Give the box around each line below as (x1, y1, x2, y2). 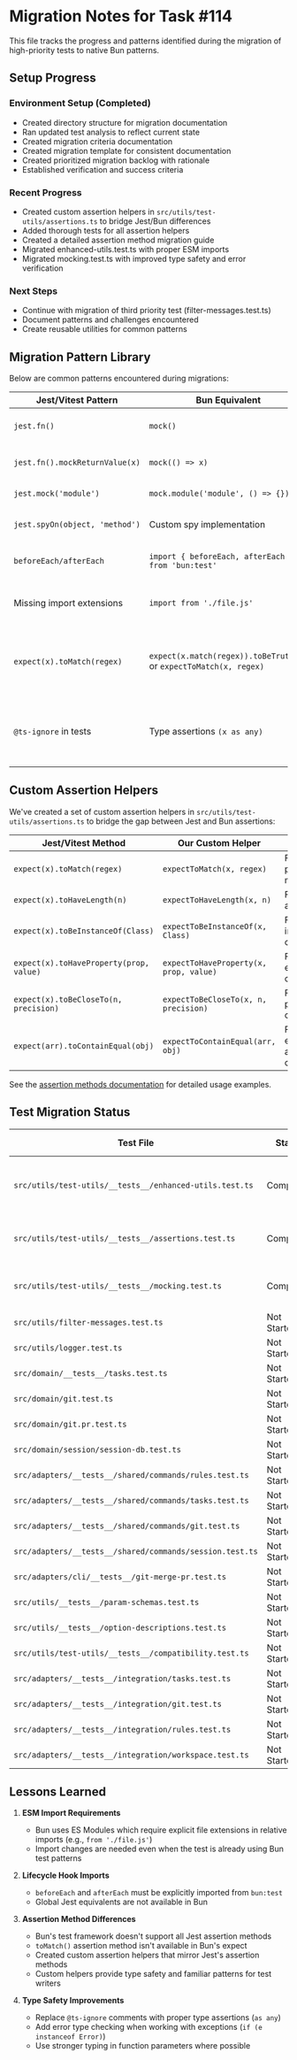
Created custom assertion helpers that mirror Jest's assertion (34, 1949, 260, 1961)
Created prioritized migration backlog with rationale (21, 155, 210, 165)
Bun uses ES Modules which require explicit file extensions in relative (34, 1825, 287, 1835)
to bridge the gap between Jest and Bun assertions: (86, 816, 276, 826)
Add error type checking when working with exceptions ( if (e (34, 2022, 263, 2033)
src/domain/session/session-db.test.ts (13, 1444, 181, 1455)
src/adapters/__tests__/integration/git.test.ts (13, 1699, 223, 1709)
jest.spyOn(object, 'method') (13, 519, 141, 530)
